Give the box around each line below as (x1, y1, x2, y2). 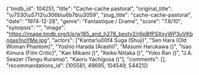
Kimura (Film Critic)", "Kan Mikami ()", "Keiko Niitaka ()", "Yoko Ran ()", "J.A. (6, 49, 193, 56)
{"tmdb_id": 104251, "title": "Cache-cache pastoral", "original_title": (6, 5, 173, 12)
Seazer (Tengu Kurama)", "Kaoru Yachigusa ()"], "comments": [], (6, 56, 167, 62)
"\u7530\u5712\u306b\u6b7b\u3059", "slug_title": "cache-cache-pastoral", (6, 11, 192, 18)
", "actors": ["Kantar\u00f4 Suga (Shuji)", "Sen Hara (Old (47, 37, 187, 43)
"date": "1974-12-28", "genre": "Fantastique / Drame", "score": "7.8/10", (6, 18, 182, 24)
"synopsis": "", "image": (6, 24, 66, 31)
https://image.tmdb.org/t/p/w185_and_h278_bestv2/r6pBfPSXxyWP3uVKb (8, 30, 194, 37)
